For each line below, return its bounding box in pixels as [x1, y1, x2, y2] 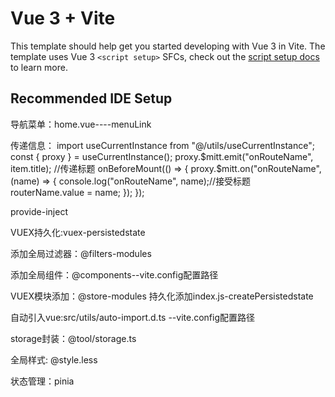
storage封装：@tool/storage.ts [10, 332, 137, 344]
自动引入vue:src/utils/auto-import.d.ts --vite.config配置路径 [10, 311, 256, 323]
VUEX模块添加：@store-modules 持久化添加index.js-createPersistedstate [10, 290, 314, 302]
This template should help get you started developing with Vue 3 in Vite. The [10, 40, 326, 52]
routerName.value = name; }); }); [10, 186, 145, 198]
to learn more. [10, 61, 68, 73]
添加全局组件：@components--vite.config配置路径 [10, 268, 219, 281]
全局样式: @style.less [10, 353, 98, 366]
